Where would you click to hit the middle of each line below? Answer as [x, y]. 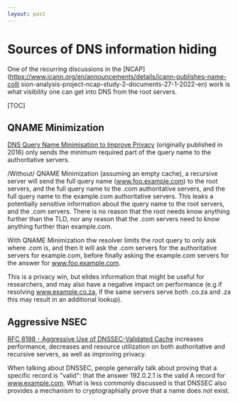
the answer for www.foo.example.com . [64, 263]
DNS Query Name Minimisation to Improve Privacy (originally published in [115, 145]
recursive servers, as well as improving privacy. [77, 354]
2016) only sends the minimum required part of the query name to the [109, 152]
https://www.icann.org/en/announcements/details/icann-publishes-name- [118, 76]
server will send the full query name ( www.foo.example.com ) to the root [113, 181]
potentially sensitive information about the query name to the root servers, [116, 204]
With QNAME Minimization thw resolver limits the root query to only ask [112, 240]
